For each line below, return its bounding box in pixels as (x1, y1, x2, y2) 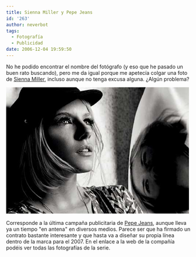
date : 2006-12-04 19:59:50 (6, 47, 72, 53)
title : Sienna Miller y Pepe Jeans (6, 9, 93, 15)
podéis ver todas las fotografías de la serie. (6, 244, 111, 251)
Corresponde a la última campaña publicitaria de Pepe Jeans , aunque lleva (6, 219, 187, 226)
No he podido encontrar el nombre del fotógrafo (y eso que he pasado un (6, 63, 183, 70)
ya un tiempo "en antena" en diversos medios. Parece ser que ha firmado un (6, 225, 191, 232)
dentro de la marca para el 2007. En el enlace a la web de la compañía (6, 238, 175, 245)
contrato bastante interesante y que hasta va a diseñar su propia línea (6, 231, 174, 239)
